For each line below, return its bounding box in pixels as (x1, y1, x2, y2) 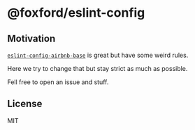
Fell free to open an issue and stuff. (7, 78, 109, 86)
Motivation (7, 33, 56, 44)
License (7, 98, 43, 110)
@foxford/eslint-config (7, 5, 145, 21)
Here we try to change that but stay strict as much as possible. (7, 65, 188, 72)
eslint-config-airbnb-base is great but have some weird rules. (7, 51, 189, 59)
